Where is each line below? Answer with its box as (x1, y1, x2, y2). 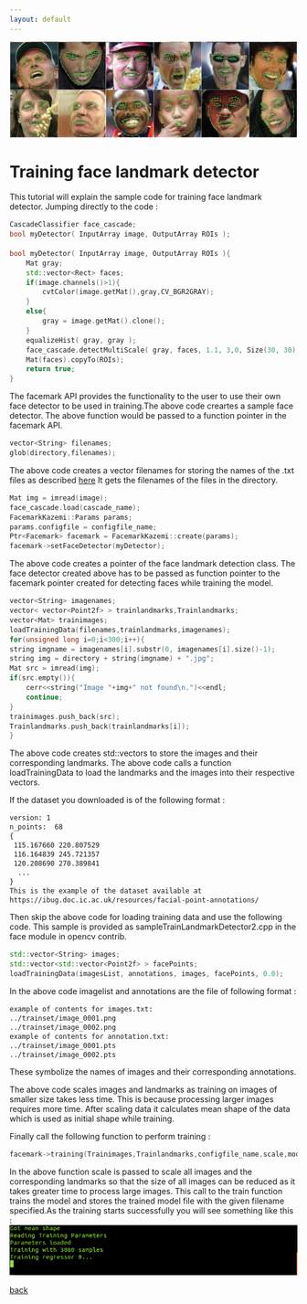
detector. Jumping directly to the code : (9, 201, 158, 212)
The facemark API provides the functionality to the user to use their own (9, 391, 281, 402)
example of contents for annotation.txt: (9, 1032, 170, 1041)
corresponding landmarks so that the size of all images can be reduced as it (9, 1175, 295, 1187)
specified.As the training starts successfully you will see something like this (9, 1204, 294, 1215)
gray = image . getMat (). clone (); (42, 316, 166, 326)
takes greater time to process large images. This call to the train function (9, 1185, 283, 1196)
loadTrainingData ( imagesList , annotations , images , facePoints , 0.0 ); (9, 970, 284, 979)
